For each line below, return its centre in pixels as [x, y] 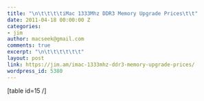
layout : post [26, 58]
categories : [24, 26]
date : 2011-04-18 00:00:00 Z [49, 20]
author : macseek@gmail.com [46, 39]
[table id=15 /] [27, 91]
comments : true [29, 45]
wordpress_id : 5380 [35, 71]
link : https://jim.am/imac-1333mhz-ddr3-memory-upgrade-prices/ [101, 65]
